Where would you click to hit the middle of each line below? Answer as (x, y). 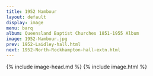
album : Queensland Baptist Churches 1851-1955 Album (73, 34)
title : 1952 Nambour (32, 11)
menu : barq (20, 28)
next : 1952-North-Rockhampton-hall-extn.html (63, 50)
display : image (25, 22)
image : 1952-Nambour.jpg (37, 39)
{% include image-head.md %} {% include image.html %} (76, 67)
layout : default (26, 17)
